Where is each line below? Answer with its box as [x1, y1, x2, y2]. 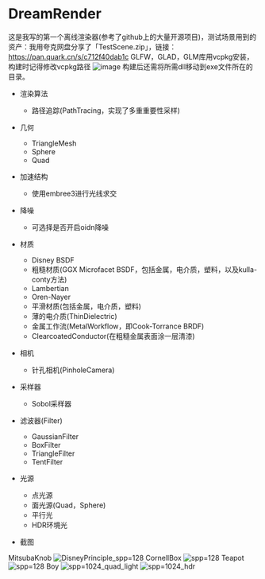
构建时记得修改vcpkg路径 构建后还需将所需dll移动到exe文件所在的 [8, 61, 253, 72]
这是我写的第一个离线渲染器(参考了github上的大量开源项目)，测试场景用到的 [8, 32, 256, 41]
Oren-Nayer [31, 292, 71, 301]
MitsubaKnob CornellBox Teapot [8, 553, 244, 562]
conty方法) [31, 274, 67, 284]
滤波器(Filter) [19, 415, 63, 426]
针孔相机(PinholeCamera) [31, 365, 115, 375]
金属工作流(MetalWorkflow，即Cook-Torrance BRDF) [31, 321, 205, 331]
